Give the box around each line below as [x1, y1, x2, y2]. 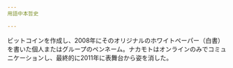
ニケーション [7, 53, 44, 62]
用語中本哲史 [7, 10, 39, 17]
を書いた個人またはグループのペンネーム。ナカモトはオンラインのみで [7, 44, 209, 53]
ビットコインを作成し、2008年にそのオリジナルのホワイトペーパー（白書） [7, 36, 225, 44]
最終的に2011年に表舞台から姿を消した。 [55, 53, 173, 62]
